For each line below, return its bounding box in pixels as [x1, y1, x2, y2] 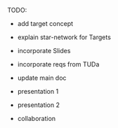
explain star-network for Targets [17, 33, 111, 41]
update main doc [17, 73, 67, 82]
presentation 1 [17, 87, 59, 95]
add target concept [17, 20, 74, 27]
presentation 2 [17, 101, 60, 109]
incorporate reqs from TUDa [17, 60, 100, 69]
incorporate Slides [17, 47, 71, 55]
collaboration [17, 115, 56, 122]
